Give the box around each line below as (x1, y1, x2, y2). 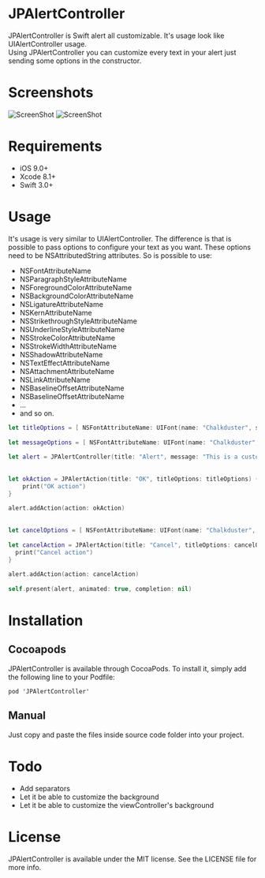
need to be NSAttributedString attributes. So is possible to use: (8, 250, 213, 260)
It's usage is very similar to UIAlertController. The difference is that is (8, 234, 232, 243)
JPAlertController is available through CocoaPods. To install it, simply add (8, 663, 247, 673)
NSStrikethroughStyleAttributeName (19, 316, 138, 326)
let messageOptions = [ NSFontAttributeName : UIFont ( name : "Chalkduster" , (8, 439, 259, 446)
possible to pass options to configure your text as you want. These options (8, 242, 251, 252)
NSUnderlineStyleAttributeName (19, 324, 125, 334)
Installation (8, 612, 84, 630)
